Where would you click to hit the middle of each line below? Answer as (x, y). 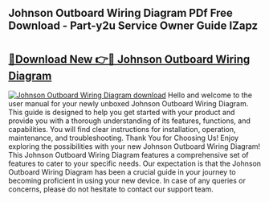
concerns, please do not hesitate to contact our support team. (111, 189)
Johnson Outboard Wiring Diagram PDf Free (120, 13)
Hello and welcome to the (210, 95)
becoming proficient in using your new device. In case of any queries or (127, 181)
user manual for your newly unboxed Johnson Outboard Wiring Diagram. (128, 103)
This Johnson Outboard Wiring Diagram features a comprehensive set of (128, 155)
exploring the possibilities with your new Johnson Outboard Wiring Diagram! (134, 146)
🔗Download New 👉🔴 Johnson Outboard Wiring (129, 59)
